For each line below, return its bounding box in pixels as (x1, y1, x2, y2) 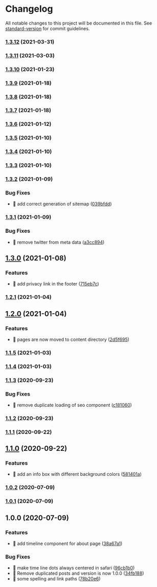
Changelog (5, 3, 53, 15)
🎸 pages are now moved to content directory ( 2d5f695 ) (12, 336, 129, 342)
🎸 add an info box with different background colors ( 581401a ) (12, 471, 142, 477)
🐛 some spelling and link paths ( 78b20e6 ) (12, 576, 101, 582)
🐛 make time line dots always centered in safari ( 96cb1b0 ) (12, 565, 135, 571)
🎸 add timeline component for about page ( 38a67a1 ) (12, 540, 123, 547)
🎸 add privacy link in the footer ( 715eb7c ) (12, 281, 99, 287)
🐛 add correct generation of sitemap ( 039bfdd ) (12, 201, 112, 207)
